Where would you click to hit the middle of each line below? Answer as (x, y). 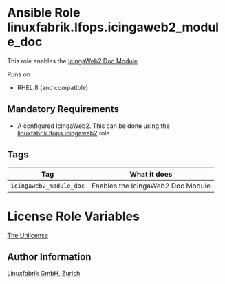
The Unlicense (28, 235)
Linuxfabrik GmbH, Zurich (44, 274)
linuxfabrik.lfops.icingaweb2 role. (64, 133)
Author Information (49, 257)
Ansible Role (44, 13)
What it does (151, 174)
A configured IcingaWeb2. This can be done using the (93, 126)
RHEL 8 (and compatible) (53, 87)
